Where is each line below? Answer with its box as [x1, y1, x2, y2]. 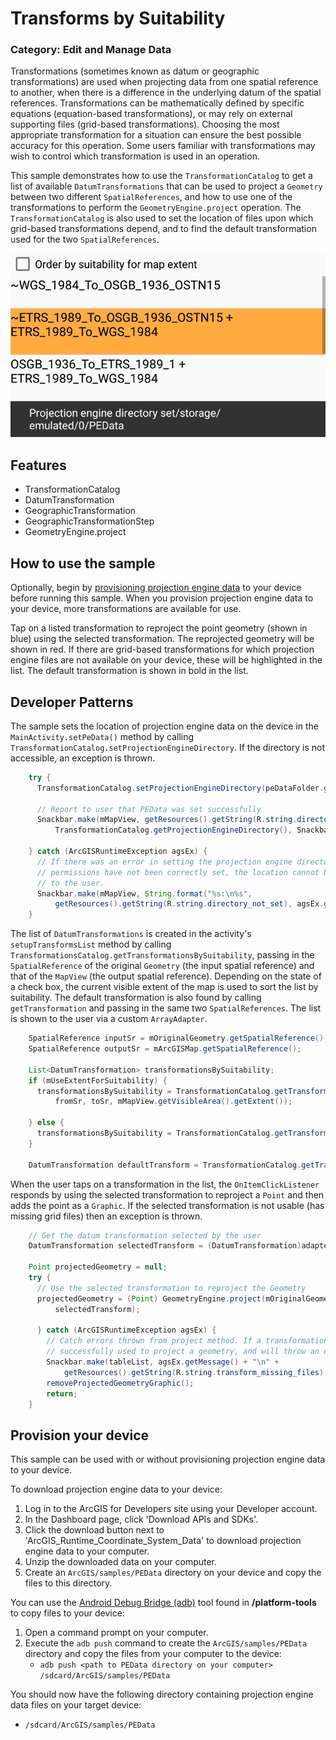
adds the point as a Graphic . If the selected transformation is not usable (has [10, 1199, 325, 1211]
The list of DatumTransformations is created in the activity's [10, 928, 252, 940]
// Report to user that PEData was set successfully [36, 804, 262, 814]
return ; [46, 1388, 78, 1399]
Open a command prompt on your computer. [24, 1627, 209, 1639]
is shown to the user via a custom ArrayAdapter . [10, 1013, 208, 1025]
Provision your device [10, 1427, 150, 1444]
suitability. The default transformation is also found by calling [10, 992, 262, 1004]
